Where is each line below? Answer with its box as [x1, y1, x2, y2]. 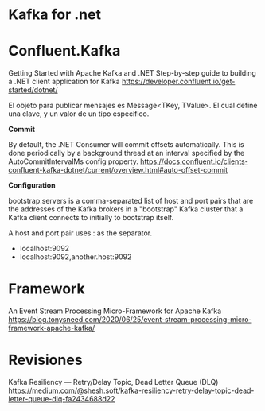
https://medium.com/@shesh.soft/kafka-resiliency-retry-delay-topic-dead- [8, 386, 255, 395]
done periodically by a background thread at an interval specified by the [8, 149, 245, 158]
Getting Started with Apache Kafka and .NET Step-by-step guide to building [8, 68, 257, 78]
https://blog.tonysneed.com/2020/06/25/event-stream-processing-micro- [8, 315, 252, 324]
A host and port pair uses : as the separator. [8, 228, 153, 238]
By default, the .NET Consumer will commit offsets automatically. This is [8, 140, 244, 149]
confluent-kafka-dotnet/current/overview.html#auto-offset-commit [8, 165, 228, 175]
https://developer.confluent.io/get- [122, 77, 236, 87]
